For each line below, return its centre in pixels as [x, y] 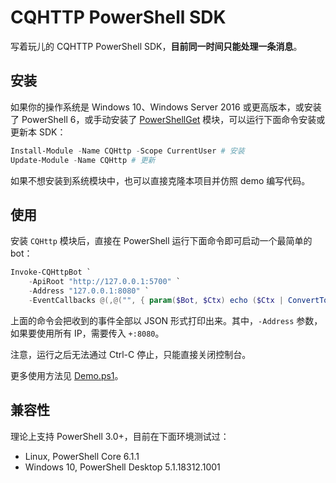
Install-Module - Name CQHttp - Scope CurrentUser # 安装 [127, 151]
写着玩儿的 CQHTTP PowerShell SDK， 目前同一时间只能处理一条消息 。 [156, 46]
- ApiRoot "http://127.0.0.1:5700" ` [105, 282]
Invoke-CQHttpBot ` [51, 272]
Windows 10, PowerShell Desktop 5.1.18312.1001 [122, 467]
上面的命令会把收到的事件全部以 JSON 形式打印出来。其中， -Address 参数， [166, 320]
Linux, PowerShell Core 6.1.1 [82, 456]
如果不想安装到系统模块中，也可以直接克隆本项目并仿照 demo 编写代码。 [160, 180]
